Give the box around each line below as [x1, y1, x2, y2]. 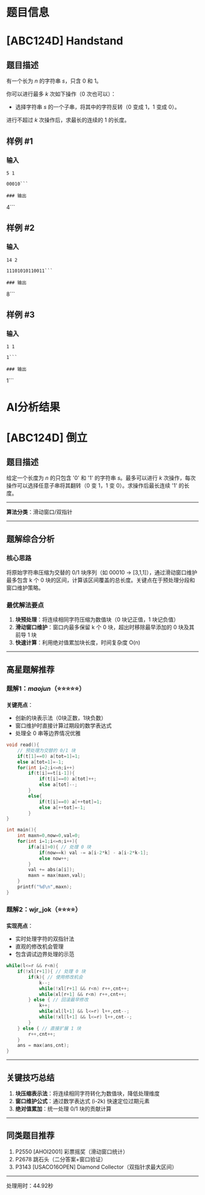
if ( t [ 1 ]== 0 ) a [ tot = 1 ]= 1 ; [17, 753, 81, 760]
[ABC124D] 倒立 [6, 431, 88, 445]
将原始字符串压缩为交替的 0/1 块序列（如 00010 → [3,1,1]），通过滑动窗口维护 [6, 569, 198, 576]
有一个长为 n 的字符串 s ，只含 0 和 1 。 [6, 77, 102, 85]
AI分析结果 [6, 401, 60, 414]
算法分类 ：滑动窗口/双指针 [6, 508, 73, 516]
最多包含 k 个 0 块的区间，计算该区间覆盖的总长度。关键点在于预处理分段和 [6, 576, 195, 584]
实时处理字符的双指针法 [15, 935, 74, 943]
